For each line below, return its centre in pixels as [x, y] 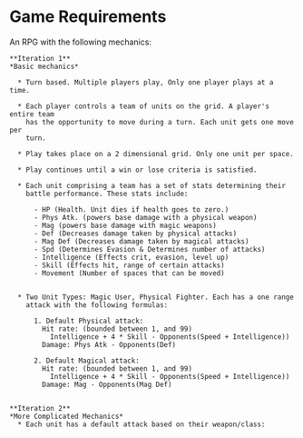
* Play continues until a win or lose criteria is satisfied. [137, 170]
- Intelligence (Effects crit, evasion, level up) [131, 257]
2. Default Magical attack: [87, 361]
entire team [32, 114]
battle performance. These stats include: [107, 194]
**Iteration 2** [40, 408]
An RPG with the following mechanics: [81, 42]
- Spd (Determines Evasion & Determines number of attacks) [149, 249]
